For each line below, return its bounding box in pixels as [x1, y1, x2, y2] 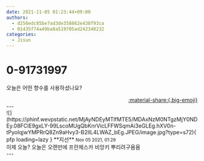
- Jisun [12, 37, 32, 43]
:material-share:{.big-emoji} [128, 96, 198, 103]
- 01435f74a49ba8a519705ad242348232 [12, 26, 104, 32]
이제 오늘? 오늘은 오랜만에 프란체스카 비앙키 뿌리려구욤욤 [6, 143, 141, 151]
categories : [6, 32, 36, 38]
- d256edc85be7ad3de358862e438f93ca [12, 20, 104, 26]
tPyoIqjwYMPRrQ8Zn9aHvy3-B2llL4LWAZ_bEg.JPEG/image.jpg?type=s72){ [6, 128, 197, 135]
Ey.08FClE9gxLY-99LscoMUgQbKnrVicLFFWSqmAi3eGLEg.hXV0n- [6, 122, 176, 129]
